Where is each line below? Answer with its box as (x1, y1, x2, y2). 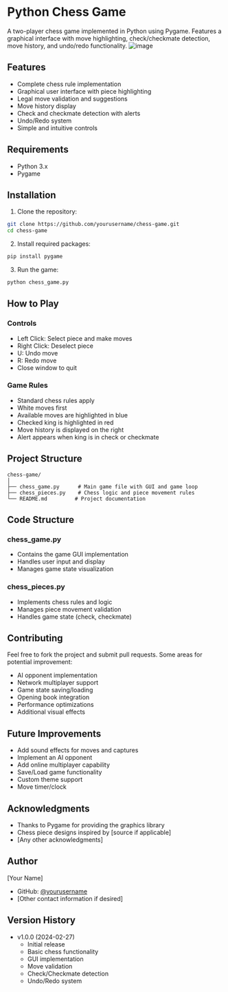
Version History (7, 914, 76, 927)
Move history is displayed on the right (16, 425, 124, 434)
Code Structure (7, 514, 74, 526)
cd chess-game (7, 227, 48, 234)
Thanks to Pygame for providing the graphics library (16, 821, 165, 829)
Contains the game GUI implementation (16, 550, 129, 559)
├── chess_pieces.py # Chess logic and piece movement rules (7, 489, 195, 496)
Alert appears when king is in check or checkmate (16, 433, 159, 441)
